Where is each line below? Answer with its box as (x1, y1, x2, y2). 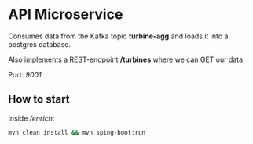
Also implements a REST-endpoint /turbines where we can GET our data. (8, 55, 245, 64)
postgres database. (8, 39, 71, 49)
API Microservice (8, 5, 123, 23)
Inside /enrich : (8, 113, 55, 123)
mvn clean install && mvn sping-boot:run (8, 128, 146, 136)
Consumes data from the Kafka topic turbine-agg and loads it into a (8, 31, 229, 41)
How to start (8, 92, 70, 106)
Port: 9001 (8, 70, 42, 79)
